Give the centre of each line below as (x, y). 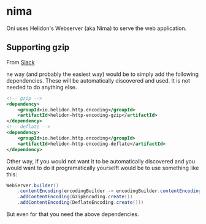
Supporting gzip (38, 47)
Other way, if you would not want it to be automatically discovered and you (101, 161)
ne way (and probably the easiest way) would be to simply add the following (103, 74)
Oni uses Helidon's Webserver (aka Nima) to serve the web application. (97, 28)
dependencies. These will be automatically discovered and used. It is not (98, 80)
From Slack (21, 62)
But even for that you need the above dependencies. (73, 214)
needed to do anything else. (42, 87)
